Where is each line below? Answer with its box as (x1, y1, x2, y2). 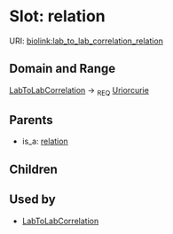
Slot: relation (9, 6, 106, 27)
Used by (9, 192, 56, 207)
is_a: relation (21, 136, 68, 147)
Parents (9, 113, 53, 128)
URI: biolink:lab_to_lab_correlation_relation (9, 35, 164, 46)
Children (9, 161, 58, 176)
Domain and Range (9, 61, 116, 76)
